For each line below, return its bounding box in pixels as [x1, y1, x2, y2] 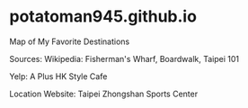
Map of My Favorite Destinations [9, 36, 130, 47]
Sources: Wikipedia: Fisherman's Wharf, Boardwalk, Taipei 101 [9, 53, 240, 64]
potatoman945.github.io [9, 6, 198, 27]
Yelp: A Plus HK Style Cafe [9, 70, 108, 82]
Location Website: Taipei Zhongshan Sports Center [9, 88, 199, 99]
